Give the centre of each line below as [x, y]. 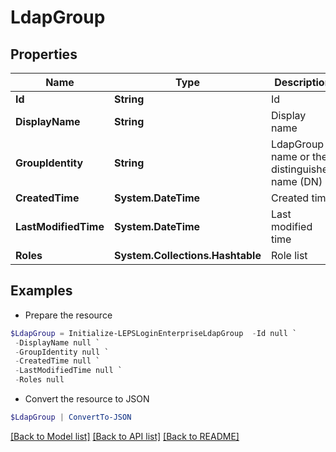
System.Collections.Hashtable [187, 255]
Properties [44, 54]
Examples [41, 291]
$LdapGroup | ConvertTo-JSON [71, 417]
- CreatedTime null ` [57, 361]
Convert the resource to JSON [87, 399]
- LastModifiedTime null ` [68, 371]
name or [290, 156]
